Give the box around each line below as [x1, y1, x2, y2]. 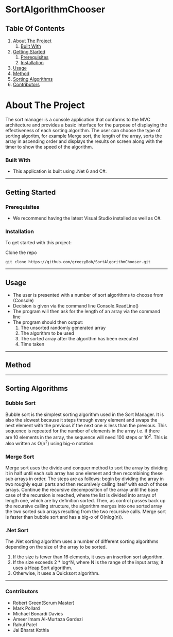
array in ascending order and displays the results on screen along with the [5, 138, 163, 144]
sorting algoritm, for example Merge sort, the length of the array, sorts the [5, 133, 162, 139]
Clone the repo [5, 249, 37, 256]
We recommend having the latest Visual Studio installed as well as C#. [12, 215, 162, 221]
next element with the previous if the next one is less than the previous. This [5, 422, 167, 428]
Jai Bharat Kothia [12, 627, 49, 633]
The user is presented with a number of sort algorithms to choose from [12, 292, 164, 298]
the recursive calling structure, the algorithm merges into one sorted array [5, 503, 163, 509]
